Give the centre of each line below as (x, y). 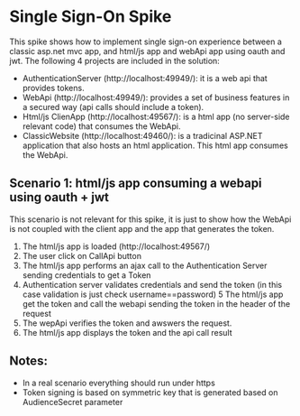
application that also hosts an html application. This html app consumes (155, 145)
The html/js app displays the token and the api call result (127, 332)
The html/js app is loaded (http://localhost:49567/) (116, 246)
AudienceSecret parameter (73, 402)
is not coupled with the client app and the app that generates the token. (142, 228)
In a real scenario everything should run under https (119, 383)
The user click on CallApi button (82, 255)
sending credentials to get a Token (86, 275)
